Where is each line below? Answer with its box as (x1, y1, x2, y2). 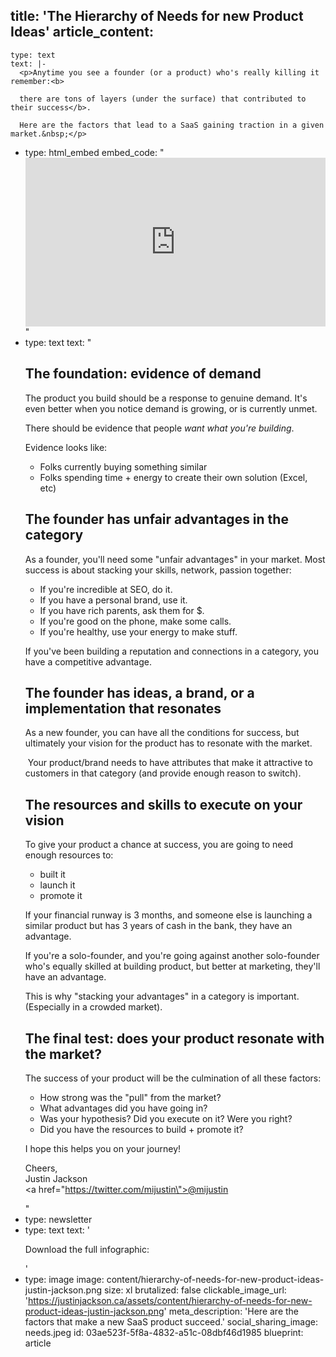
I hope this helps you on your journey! (24, 1142, 182, 1154)
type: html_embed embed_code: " (24, 146, 165, 158)
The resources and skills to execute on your (24, 796, 303, 813)
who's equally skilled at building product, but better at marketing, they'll (24, 960, 321, 973)
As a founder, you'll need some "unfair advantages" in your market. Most (24, 553, 326, 565)
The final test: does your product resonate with (24, 1030, 325, 1047)
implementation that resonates (24, 700, 222, 717)
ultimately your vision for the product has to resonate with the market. (24, 737, 313, 749)
